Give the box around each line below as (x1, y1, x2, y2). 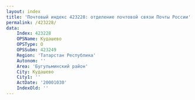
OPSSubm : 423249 (16, 47, 57, 53)
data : (6, 25, 19, 31)
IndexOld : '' (16, 85, 49, 91)
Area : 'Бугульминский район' (16, 63, 88, 69)
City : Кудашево (16, 69, 54, 75)
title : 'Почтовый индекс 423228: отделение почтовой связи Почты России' (6, 14, 191, 20)
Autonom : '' (16, 58, 46, 64)
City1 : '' (16, 74, 41, 80)
